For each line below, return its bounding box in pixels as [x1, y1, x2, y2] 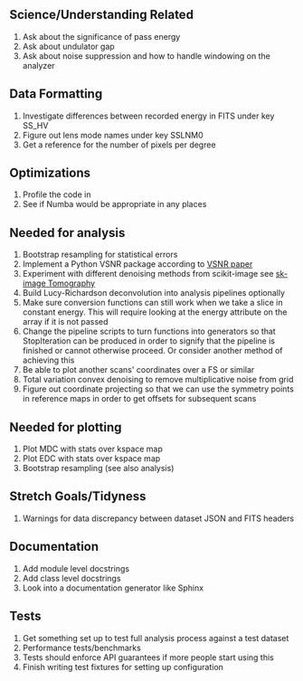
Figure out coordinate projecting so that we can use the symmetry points [22, 383, 294, 394]
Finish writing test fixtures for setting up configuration [22, 661, 224, 672]
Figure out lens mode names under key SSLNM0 [22, 129, 204, 140]
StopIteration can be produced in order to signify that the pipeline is [22, 336, 276, 346]
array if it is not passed [22, 317, 109, 327]
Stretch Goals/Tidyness [9, 488, 147, 505]
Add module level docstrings [22, 563, 129, 573]
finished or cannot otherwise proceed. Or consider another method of [22, 345, 283, 356]
